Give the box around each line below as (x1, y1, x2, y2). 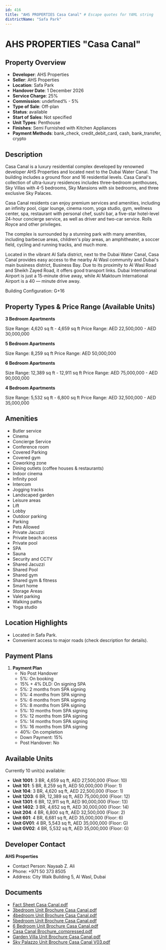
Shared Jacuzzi (12, 561, 45, 567)
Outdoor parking (12, 513, 47, 519)
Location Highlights (5, 618, 68, 627)
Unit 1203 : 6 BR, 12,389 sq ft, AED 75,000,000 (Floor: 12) (12, 793, 130, 799)
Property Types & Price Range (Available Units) (5, 302, 155, 311)
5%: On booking (20, 676, 54, 682)
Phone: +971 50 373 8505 (12, 869, 66, 875)
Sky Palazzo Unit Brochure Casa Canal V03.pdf (12, 939, 110, 945)
